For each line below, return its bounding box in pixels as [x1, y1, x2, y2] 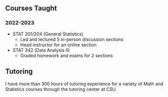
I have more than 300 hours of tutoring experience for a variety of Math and [5, 81, 163, 87]
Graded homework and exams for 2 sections [20, 52, 113, 58]
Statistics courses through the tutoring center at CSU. [5, 86, 117, 92]
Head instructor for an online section [20, 42, 97, 48]
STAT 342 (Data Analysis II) [12, 47, 70, 53]
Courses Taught [5, 4, 57, 13]
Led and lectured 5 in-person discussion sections [20, 36, 124, 42]
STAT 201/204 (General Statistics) [12, 30, 83, 37]
